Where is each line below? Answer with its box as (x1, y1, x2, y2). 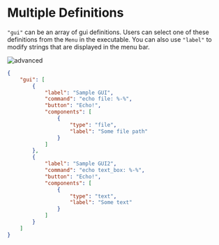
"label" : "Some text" (69, 199, 133, 206)
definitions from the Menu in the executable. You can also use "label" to (7, 35, 212, 43)
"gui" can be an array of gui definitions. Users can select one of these (7, 28, 209, 36)
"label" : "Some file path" (69, 127, 149, 135)
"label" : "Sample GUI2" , (44, 160, 117, 168)
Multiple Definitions (7, 5, 124, 21)
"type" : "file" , (69, 121, 117, 128)
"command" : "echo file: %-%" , (44, 95, 133, 102)
